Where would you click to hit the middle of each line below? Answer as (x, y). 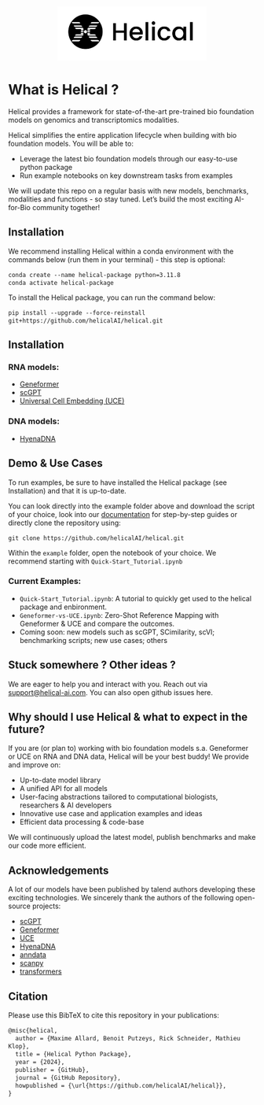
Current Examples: (45, 582)
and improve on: (35, 765)
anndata (33, 955)
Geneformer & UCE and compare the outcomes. (97, 623)
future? (27, 730)
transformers (40, 972)
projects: (47, 906)
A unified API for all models (64, 789)
